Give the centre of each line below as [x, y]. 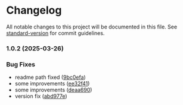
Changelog [34, 10]
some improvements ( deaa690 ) [53, 90]
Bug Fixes [21, 64]
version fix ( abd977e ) [41, 96]
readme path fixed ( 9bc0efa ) [50, 77]
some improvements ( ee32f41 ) [52, 84]
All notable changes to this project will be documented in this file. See [92, 27]
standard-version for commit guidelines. [55, 33]
